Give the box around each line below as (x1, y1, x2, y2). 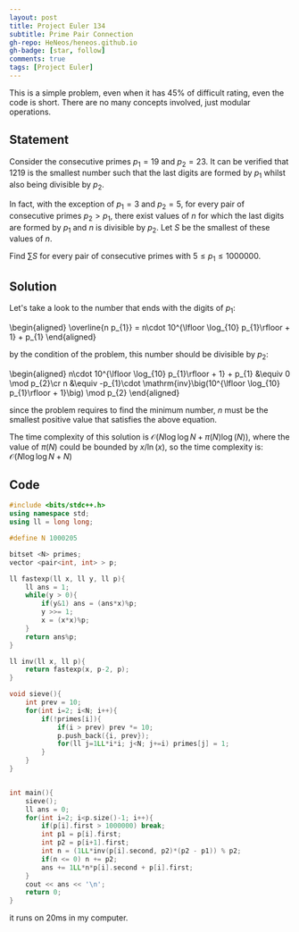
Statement (9, 132, 70, 147)
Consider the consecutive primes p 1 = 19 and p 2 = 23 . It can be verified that (9, 155, 289, 169)
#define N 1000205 (9, 533, 78, 543)
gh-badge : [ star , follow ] (9, 46, 105, 55)
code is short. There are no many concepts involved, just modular (9, 97, 252, 107)
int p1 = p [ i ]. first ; (41, 830, 122, 839)
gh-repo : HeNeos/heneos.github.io (9, 38, 138, 47)
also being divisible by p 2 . (9, 180, 104, 192)
